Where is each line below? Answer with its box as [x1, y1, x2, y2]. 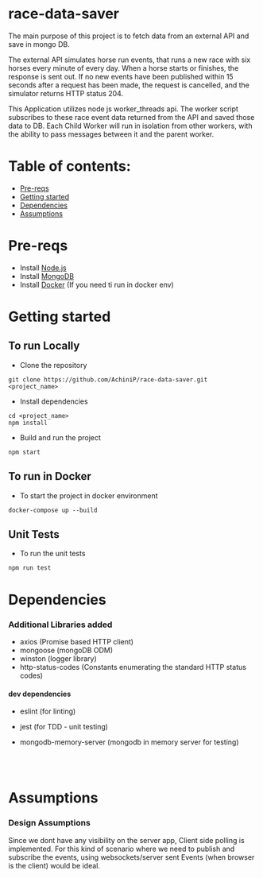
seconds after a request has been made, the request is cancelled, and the [8, 80, 250, 90]
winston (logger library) [19, 653, 97, 663]
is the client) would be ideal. [8, 861, 101, 870]
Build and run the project [19, 432, 102, 442]
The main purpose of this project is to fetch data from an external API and [8, 31, 249, 41]
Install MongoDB [19, 271, 75, 280]
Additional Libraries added [8, 619, 113, 630]
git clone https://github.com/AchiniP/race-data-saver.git [8, 375, 208, 384]
